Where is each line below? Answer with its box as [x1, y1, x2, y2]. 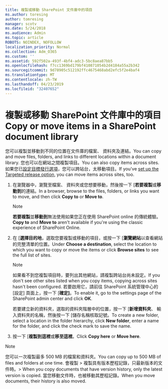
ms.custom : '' [5, 53, 35, 59]
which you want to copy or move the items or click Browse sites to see [12, 247, 159, 253]
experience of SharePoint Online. [12, 224, 81, 230]
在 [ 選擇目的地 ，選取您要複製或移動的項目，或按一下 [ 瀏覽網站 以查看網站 [12, 235, 163, 241]
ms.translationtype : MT [5, 72, 55, 77]
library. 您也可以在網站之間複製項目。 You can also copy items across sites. [5, 159, 159, 165]
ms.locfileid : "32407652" [5, 86, 59, 91]
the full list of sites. [12, 252, 51, 258]
